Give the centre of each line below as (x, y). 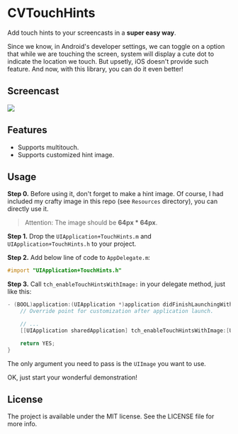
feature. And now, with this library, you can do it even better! (95, 69)
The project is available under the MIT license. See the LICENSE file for (111, 416)
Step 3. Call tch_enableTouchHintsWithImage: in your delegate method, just (116, 284)
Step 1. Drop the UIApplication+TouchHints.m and (80, 236)
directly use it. (28, 209)
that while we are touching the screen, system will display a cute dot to (111, 54)
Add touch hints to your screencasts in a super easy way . (92, 33)
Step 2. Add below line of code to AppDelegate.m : (79, 258)
